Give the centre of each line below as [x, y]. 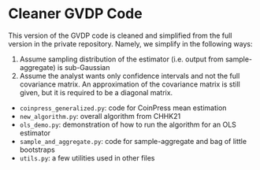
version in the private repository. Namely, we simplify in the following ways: [130, 43]
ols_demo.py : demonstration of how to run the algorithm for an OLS [128, 124]
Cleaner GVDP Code [76, 14]
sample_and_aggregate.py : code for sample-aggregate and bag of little [133, 141]
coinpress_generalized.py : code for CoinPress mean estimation [123, 108]
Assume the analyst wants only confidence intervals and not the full [130, 76]
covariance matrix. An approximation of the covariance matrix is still [130, 84]
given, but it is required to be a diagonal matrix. [96, 92]
